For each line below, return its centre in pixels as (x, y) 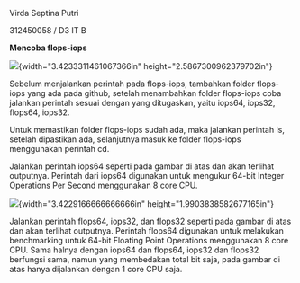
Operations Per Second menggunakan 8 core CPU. (104, 185)
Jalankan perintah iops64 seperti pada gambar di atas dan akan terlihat (142, 166)
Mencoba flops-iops (48, 48)
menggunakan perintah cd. (59, 149)
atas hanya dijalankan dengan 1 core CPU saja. (96, 269)
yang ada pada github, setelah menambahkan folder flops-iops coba (154, 93)
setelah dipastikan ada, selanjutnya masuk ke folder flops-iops (125, 139)
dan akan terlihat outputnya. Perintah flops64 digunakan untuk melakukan (146, 231)
